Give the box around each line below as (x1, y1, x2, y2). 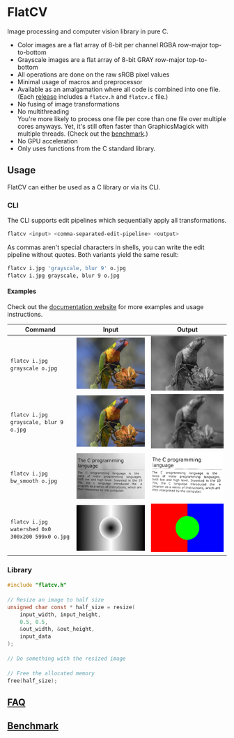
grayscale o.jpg (10, 365, 58, 372)
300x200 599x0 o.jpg (10, 533, 70, 540)
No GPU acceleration (17, 136, 78, 145)
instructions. (7, 310, 43, 318)
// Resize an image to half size (7, 596, 104, 603)
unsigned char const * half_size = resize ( (7, 604, 136, 611)
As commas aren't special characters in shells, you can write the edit (7, 243, 205, 251)
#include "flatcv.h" (7, 582, 68, 589)
